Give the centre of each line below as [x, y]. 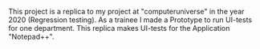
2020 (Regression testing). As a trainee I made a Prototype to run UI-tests [130, 20]
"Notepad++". [31, 36]
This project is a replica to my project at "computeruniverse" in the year [126, 11]
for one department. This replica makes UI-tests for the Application [119, 28]
